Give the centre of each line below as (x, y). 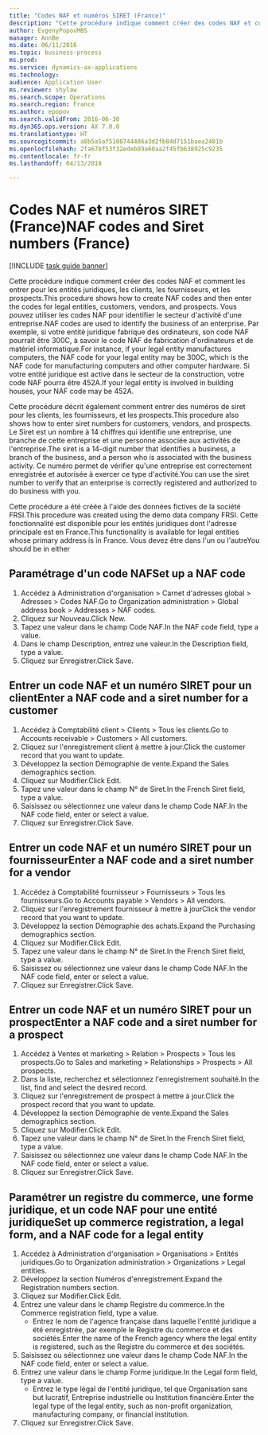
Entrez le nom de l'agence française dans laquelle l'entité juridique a (144, 1321)
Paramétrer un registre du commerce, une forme (131, 1197)
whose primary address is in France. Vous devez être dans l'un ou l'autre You (134, 540)
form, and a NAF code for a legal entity (107, 1234)
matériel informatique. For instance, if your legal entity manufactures (120, 349)
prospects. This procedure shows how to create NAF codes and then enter (130, 298)
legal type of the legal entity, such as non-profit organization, (132, 1406)
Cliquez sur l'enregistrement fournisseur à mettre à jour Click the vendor (138, 909)
